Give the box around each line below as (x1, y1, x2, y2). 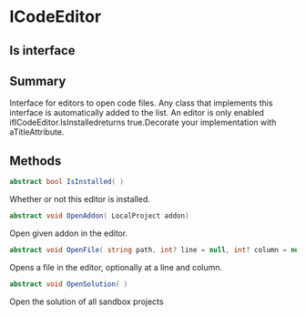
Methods (9, 153, 62, 168)
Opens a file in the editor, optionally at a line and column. (9, 261, 223, 272)
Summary (9, 73, 66, 88)
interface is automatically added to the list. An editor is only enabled (9, 107, 264, 118)
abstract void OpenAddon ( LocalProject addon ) (9, 211, 189, 220)
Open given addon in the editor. (9, 228, 128, 239)
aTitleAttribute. (9, 127, 65, 138)
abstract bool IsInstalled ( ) (9, 178, 125, 187)
